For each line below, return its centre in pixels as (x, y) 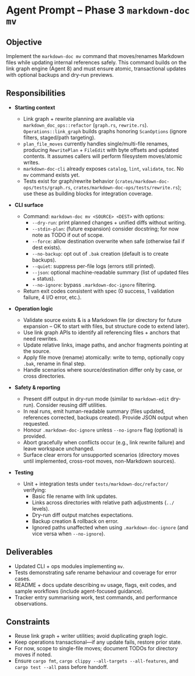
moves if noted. (33, 655)
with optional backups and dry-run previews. (60, 75)
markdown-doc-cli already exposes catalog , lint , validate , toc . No (103, 168)
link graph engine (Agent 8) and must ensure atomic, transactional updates (96, 69)
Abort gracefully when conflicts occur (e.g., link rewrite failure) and (104, 442)
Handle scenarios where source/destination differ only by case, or (103, 369)
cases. (22, 579)
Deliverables (29, 552)
